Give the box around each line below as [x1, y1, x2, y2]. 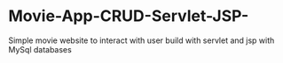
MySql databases [8, 44, 72, 54]
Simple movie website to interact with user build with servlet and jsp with [8, 35, 275, 45]
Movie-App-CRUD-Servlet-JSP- [8, 6, 249, 26]
